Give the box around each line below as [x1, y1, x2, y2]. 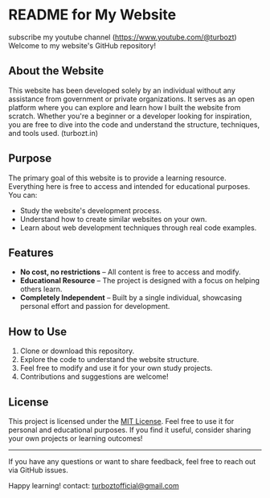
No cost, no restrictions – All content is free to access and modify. [19, 267, 241, 277]
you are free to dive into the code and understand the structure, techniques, [8, 119, 260, 130]
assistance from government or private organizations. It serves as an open [8, 94, 256, 104]
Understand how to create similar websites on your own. [19, 214, 207, 224]
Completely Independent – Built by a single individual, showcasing [19, 293, 243, 303]
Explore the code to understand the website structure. [19, 355, 199, 364]
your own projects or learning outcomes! [8, 434, 143, 443]
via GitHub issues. [8, 465, 68, 475]
